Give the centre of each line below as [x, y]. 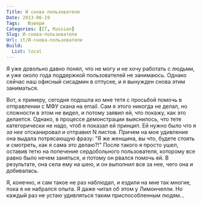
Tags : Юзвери [25, 23]
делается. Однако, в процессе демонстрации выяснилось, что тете [94, 119]
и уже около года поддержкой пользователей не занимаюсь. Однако [96, 75]
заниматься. [22, 88]
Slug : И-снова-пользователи [42, 35]
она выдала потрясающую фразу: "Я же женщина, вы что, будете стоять [101, 138]
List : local [27, 52]
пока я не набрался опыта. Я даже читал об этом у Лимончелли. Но [95, 189]
